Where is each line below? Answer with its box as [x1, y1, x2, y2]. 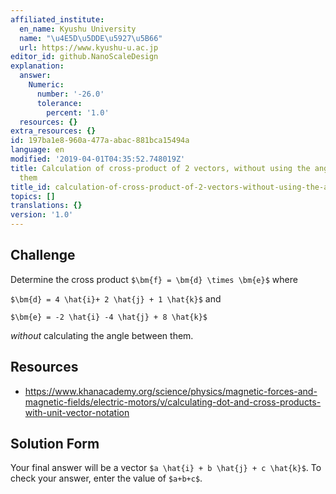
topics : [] [10, 191, 56, 201]
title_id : [10, 182, 52, 192]
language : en [10, 145, 65, 155]
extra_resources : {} [10, 126, 97, 136]
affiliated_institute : [10, 14, 105, 25]
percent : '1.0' [46, 107, 110, 118]
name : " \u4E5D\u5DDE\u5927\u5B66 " [19, 33, 163, 43]
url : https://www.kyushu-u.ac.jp [19, 42, 159, 53]
